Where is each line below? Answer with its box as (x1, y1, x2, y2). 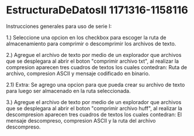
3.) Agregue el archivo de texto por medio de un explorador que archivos (6, 98, 182, 105)
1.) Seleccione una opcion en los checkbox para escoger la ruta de (6, 34, 167, 41)
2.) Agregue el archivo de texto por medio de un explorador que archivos (6, 51, 182, 58)
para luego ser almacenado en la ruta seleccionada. (6, 87, 131, 94)
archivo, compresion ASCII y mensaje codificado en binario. (6, 70, 150, 77)
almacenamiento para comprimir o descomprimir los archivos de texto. (6, 40, 176, 47)
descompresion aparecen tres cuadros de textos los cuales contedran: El (6, 111, 182, 118)
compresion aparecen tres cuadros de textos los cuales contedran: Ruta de (6, 63, 188, 70)
